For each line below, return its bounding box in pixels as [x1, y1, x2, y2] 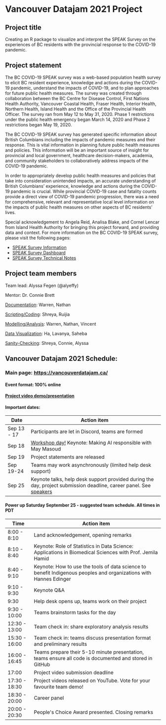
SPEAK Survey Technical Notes [12, 255, 77, 261]
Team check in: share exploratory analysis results [34, 623, 149, 630]
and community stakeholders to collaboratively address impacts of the [5, 158, 149, 164]
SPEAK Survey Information [12, 244, 67, 250]
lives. [5, 209, 16, 215]
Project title [5, 23, 42, 32]
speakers [30, 488, 52, 495]
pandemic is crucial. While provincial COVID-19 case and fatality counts [10, 188, 157, 194]
